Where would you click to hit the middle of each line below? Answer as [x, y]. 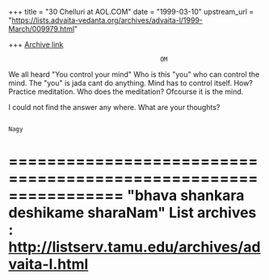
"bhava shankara [185, 195]
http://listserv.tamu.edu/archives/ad [134, 247]
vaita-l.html [48, 264]
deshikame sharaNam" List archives [132, 213]
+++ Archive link [36, 45]
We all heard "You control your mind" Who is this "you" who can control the [134, 74]
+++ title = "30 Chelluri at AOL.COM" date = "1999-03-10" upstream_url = [131, 12]
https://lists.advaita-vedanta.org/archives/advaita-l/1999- [107, 20]
